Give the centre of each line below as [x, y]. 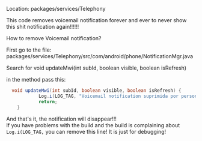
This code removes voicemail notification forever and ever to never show [96, 20]
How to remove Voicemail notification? [54, 38]
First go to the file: [29, 50]
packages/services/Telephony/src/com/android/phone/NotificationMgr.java [100, 56]
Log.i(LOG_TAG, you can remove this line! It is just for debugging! [86, 131]
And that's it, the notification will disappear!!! [62, 119]
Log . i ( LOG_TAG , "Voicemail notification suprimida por [109, 96]
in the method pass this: [36, 79]
